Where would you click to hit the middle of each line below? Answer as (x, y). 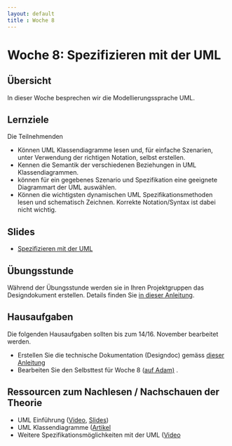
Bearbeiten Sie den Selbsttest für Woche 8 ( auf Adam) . (98, 370)
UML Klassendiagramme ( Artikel (64, 427)
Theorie (25, 403)
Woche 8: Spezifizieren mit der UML (114, 55)
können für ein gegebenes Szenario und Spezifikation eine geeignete (117, 180)
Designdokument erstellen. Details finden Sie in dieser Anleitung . (101, 295)
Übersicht (29, 81)
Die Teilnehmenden (35, 137)
